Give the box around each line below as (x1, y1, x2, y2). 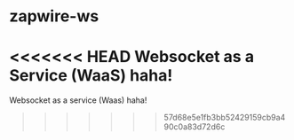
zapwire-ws (9, 6, 99, 27)
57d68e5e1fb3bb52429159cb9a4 (163, 113, 286, 123)
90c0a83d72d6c (163, 121, 226, 132)
